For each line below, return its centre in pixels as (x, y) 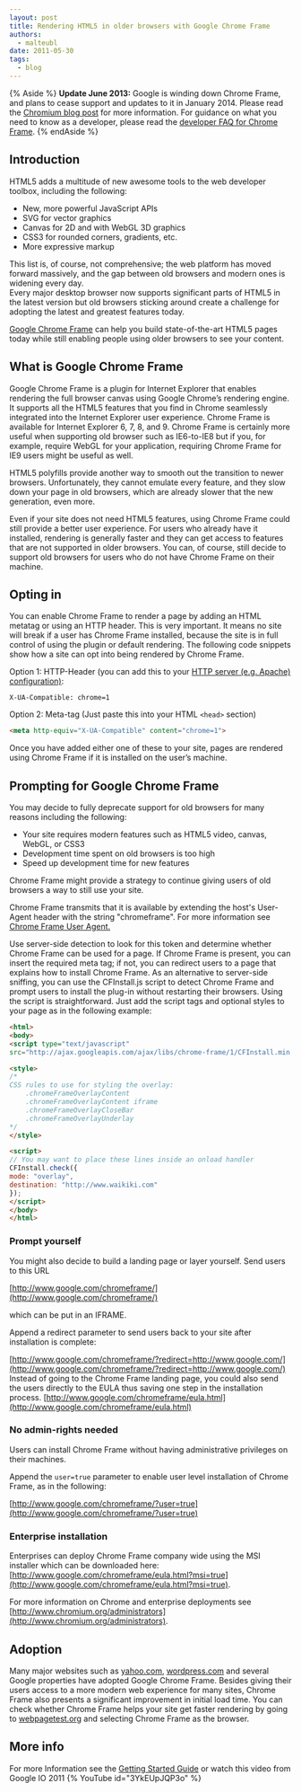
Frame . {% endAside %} (54, 131)
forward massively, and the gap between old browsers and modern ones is (147, 273)
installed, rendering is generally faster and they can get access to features (146, 538)
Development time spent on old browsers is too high (119, 853)
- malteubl (38, 43)
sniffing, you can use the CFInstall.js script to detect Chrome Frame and (142, 982)
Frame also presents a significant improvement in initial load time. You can (146, 1699)
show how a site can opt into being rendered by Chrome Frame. (127, 654)
